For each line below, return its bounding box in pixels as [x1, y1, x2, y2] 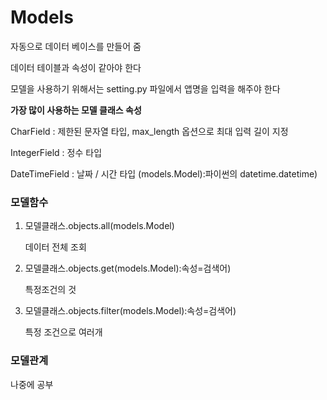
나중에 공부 [10, 378, 54, 390]
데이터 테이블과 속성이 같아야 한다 [10, 61, 142, 73]
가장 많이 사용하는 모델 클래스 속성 [10, 104, 142, 116]
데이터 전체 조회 [24, 241, 87, 253]
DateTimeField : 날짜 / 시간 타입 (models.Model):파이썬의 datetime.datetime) [10, 167, 318, 180]
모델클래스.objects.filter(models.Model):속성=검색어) [24, 305, 237, 317]
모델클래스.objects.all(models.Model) [24, 220, 175, 232]
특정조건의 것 [24, 284, 77, 296]
